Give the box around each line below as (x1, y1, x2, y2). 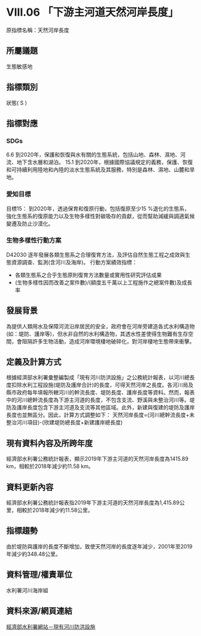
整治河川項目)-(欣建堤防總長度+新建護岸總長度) (6, 419, 123, 426)
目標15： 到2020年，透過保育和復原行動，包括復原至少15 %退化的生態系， (6, 205, 190, 212)
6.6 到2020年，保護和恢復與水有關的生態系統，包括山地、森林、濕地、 (6, 151, 181, 158)
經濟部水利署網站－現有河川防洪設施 (6, 623, 96, 630)
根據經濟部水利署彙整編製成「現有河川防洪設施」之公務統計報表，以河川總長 (6, 374, 195, 381)
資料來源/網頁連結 (6, 606, 73, 616)
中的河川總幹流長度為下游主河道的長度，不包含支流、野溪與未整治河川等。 (6, 397, 190, 404)
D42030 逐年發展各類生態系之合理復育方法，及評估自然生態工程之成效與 (6, 251, 185, 258)
